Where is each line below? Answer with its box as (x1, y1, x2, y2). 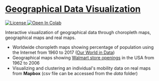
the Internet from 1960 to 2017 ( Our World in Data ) (12, 49, 115, 55)
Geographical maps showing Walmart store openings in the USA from (12, 54, 155, 60)
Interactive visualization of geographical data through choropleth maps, (5, 29, 151, 35)
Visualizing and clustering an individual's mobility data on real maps (12, 65, 151, 71)
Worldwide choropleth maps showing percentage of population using (12, 44, 154, 50)
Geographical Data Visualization (5, 3, 141, 15)
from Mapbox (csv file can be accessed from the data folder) (12, 70, 138, 76)
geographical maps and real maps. (5, 35, 76, 40)
